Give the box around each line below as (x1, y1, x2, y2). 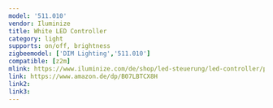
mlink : (8, 65, 31, 73)
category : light (8, 34, 63, 43)
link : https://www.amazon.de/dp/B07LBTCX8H (8, 72, 158, 80)
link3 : (8, 87, 31, 96)
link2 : (8, 80, 31, 88)
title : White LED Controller (8, 27, 107, 35)
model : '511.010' (8, 11, 67, 20)
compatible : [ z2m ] (8, 58, 71, 66)
